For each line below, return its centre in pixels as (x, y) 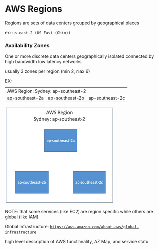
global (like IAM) (22, 217)
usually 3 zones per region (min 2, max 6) (48, 71)
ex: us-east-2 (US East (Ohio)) (38, 32)
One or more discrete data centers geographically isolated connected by (79, 56)
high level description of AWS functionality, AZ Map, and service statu (77, 241)
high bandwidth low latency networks (43, 62)
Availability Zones (27, 45)
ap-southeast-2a (25, 98)
